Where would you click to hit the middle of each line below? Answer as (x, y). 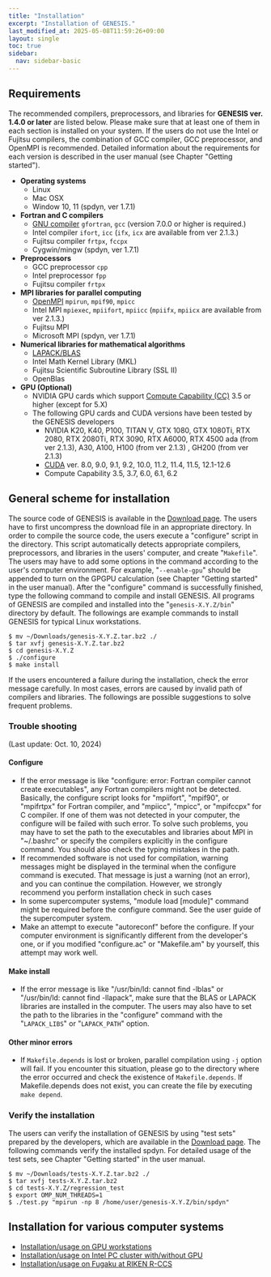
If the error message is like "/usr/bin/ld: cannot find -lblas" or (122, 990)
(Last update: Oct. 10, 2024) (55, 744)
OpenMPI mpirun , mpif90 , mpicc (84, 301)
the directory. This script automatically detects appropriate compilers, (125, 544)
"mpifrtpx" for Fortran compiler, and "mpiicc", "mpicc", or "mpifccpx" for (141, 806)
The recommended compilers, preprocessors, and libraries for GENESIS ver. (135, 113)
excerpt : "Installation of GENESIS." (72, 23)
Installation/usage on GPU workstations (86, 1246)
